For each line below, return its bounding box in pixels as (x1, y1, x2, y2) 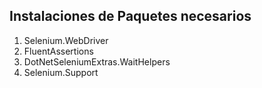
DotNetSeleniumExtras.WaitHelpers (23, 55, 171, 68)
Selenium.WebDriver (23, 34, 109, 46)
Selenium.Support (23, 66, 99, 78)
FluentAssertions (23, 45, 94, 57)
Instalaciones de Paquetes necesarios (9, 8, 252, 25)
